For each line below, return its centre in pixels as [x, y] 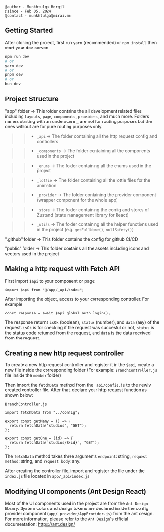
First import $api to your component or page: [51, 281]
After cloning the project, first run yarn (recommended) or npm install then [81, 42]
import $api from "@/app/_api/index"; [45, 290]
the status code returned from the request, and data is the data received [78, 333]
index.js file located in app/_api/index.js [47, 476]
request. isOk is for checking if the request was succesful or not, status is [80, 327]
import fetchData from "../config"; [42, 413]
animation [47, 185]
